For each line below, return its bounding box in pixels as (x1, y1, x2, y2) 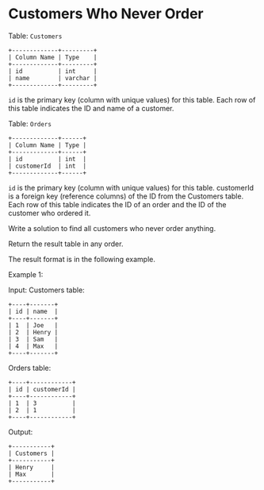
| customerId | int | (8, 162, 87, 170)
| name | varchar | (8, 74, 98, 82)
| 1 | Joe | (8, 321, 59, 330)
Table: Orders (8, 118, 52, 128)
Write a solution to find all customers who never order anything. (8, 223, 216, 233)
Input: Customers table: (8, 285, 85, 295)
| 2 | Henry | (8, 328, 59, 336)
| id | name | (8, 307, 59, 315)
